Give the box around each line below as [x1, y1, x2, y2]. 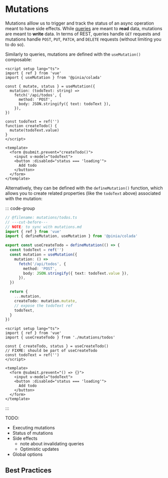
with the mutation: [5, 195, 43, 201]
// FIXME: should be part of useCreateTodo [5, 348, 98, 353]
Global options [12, 451, 43, 457]
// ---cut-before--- [5, 219, 49, 224]
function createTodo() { [5, 123, 57, 129]
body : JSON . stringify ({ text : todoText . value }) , [23, 271, 129, 276]
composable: [5, 56, 33, 62]
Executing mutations [12, 425, 55, 431]
